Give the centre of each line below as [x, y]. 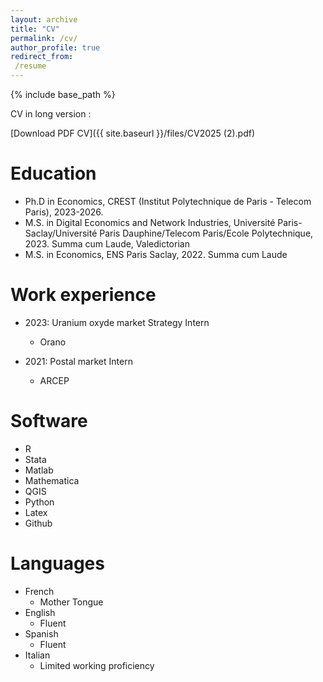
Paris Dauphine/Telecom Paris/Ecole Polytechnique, [206, 233]
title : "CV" [35, 29]
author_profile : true [55, 47]
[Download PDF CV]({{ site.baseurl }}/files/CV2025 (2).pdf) [133, 133]
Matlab [39, 470]
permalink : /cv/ [44, 38]
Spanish [41, 633]
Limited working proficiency [97, 665]
